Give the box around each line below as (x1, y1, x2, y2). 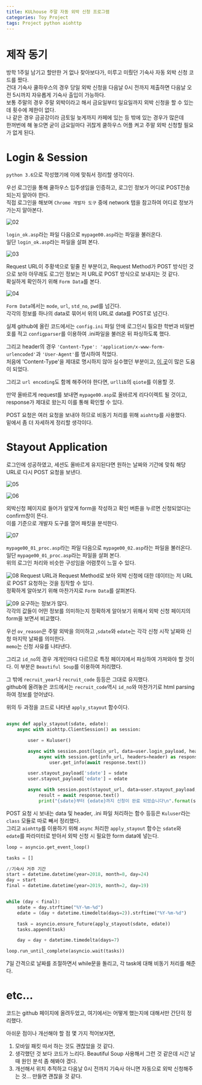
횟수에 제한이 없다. (12, 107, 56, 114)
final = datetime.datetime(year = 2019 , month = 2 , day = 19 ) (6, 883, 149, 889)
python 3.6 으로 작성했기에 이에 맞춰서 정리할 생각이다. (6, 171, 135, 178)
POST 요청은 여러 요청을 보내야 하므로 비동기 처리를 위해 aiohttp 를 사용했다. (6, 412, 186, 419)
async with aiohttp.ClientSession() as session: (17, 726, 141, 733)
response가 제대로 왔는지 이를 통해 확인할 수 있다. (6, 398, 124, 406)
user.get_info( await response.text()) (49, 759, 147, 765)
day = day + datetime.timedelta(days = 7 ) (17, 937, 120, 944)
